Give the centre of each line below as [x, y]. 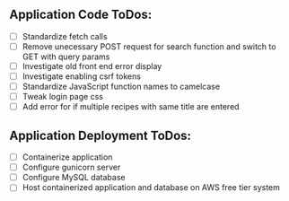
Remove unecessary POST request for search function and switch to [149, 46]
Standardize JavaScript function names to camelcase [121, 87]
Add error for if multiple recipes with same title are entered [131, 107]
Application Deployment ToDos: [100, 135]
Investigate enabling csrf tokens [82, 76]
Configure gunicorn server [71, 167]
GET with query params [66, 57]
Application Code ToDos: [81, 15]
